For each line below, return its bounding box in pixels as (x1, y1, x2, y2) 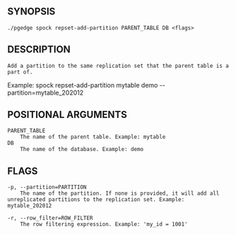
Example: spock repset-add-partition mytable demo (7, 80, 158, 89)
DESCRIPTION (7, 44, 71, 56)
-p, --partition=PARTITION (7, 183, 87, 191)
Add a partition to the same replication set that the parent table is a (7, 62, 230, 69)
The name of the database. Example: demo (20, 146, 143, 153)
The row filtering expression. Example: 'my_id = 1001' (20, 221, 189, 228)
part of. (7, 68, 33, 76)
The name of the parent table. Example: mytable (20, 133, 166, 140)
